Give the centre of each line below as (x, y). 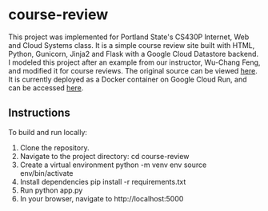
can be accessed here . (46, 88)
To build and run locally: (48, 132)
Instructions (39, 113)
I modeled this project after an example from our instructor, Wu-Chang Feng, (134, 62)
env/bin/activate (46, 173)
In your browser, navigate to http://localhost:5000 (102, 198)
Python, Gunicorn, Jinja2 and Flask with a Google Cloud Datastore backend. (133, 54)
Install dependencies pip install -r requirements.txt (103, 181)
